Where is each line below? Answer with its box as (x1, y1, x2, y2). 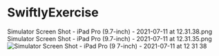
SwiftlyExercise (7, 5, 99, 20)
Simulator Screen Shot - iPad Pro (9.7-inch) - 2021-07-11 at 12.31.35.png (7, 34, 212, 42)
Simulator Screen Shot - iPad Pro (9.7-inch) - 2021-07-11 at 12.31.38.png (7, 27, 213, 36)
